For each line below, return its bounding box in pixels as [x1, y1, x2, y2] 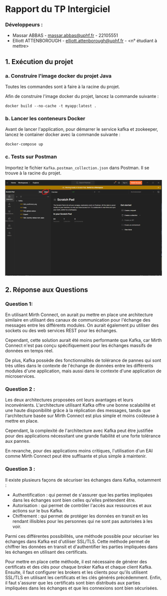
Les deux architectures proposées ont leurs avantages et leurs [5, 397, 133, 403]
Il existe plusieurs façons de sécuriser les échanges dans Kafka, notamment [5, 477, 162, 483]
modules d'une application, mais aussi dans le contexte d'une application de [5, 368, 162, 374]
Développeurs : [5, 21, 43, 28]
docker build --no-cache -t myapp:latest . [5, 103, 97, 109]
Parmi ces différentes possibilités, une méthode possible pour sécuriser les [5, 533, 160, 539]
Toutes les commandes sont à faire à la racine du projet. [5, 84, 120, 90]
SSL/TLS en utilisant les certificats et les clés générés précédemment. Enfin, [5, 574, 162, 580]
